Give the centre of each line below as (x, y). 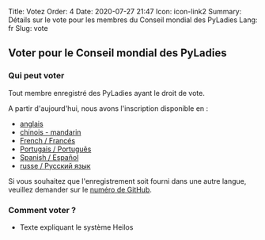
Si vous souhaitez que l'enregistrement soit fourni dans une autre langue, (127, 181)
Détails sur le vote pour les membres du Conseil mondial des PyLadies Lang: (133, 20)
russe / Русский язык (55, 166)
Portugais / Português (55, 149)
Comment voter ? (42, 210)
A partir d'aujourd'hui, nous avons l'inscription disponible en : (108, 108)
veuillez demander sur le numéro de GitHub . (80, 189)
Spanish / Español (49, 157)
